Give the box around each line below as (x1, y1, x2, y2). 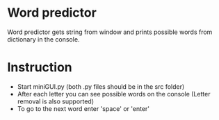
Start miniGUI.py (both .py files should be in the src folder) (17, 82, 185, 91)
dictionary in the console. (7, 35, 80, 43)
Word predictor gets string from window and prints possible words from (7, 28, 213, 36)
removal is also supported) (17, 97, 95, 105)
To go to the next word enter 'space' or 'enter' (17, 104, 150, 112)
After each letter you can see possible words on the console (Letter (17, 89, 211, 98)
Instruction (7, 60, 72, 76)
